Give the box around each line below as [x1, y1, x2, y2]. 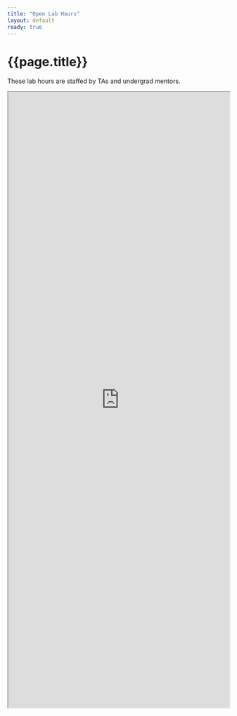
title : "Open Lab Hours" [7, 10, 80, 18]
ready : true [7, 23, 42, 30]
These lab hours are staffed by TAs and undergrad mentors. [7, 77, 181, 85]
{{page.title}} [7, 54, 88, 70]
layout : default [7, 17, 55, 24]
